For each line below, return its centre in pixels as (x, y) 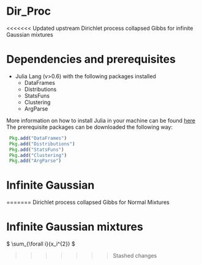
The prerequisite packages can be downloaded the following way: (90, 127)
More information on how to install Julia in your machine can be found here (101, 120)
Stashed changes (135, 256)
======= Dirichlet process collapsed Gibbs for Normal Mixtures (88, 202)
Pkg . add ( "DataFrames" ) (38, 138)
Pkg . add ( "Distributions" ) (42, 144)
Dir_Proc (28, 11)
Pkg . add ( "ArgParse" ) (35, 161)
